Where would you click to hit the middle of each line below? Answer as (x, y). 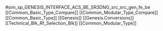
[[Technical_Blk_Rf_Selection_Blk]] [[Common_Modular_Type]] (71, 23)
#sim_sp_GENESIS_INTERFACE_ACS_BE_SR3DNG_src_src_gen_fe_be (78, 7)
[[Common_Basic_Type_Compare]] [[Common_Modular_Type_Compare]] (82, 12)
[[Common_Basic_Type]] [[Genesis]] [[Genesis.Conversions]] (70, 18)
